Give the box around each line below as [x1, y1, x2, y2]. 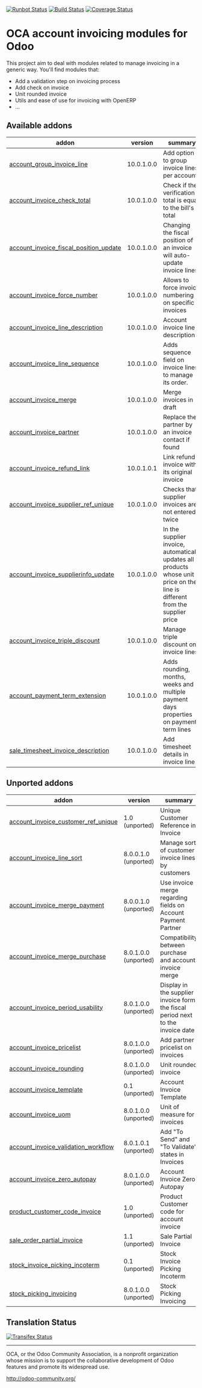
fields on [160, 901, 185, 909]
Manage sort [160, 838, 197, 847]
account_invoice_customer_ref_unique [9, 817, 118, 826]
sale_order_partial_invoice [9, 1236, 83, 1244]
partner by [163, 420, 193, 429]
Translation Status [6, 1317, 77, 1327]
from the [163, 600, 188, 608]
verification [163, 188, 195, 197]
